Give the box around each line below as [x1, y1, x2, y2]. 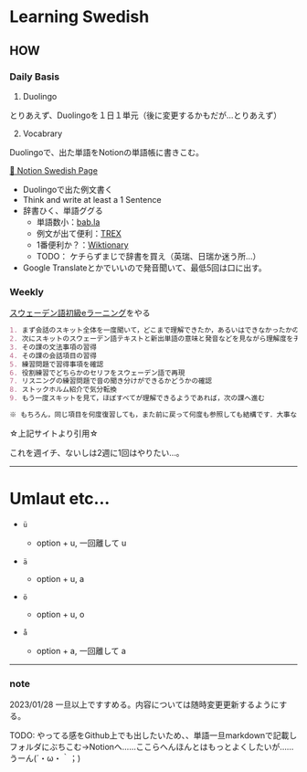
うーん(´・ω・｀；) [9, 753, 80, 764]
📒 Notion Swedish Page [9, 164, 99, 175]
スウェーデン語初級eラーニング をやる [9, 308, 151, 319]
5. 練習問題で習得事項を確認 [9, 359, 104, 369]
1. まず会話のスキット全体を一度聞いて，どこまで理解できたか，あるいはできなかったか [9, 326, 292, 335]
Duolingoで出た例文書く [22, 184, 113, 195]
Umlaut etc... [9, 489, 111, 509]
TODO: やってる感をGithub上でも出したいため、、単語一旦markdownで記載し [9, 730, 298, 741]
